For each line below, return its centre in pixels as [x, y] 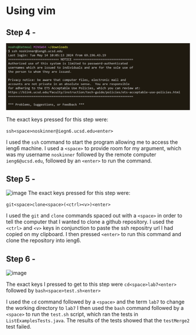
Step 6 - [21, 259]
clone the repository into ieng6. [44, 240]
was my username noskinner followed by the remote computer [81, 154]
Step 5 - [21, 179]
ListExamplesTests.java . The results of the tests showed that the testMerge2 [98, 320]
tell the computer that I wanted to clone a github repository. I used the [90, 222]
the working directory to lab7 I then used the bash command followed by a [95, 308]
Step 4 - [21, 32]
